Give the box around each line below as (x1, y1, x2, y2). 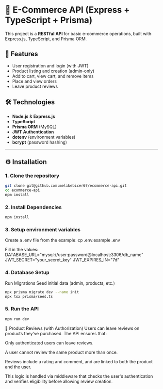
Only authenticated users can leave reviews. (5, 340, 94, 346)
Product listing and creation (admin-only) (12, 68, 95, 74)
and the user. (5, 364, 32, 370)
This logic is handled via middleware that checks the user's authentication (5, 373, 153, 379)
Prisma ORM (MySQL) (12, 124, 57, 130)
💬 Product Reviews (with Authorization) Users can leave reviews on (5, 325, 140, 331)
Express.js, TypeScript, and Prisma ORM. (5, 36, 87, 42)
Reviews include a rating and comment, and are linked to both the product (5, 358, 153, 364)
